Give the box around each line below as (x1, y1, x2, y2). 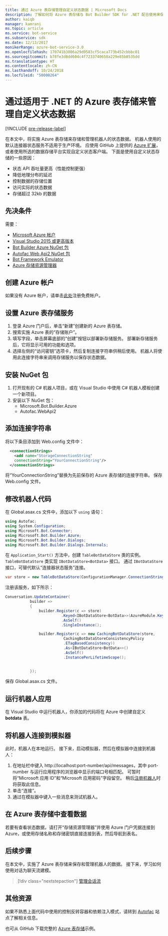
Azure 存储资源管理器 (12, 262, 57, 268)
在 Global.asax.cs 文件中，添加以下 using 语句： (5, 509, 104, 515)
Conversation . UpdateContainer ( (5, 594, 70, 600)
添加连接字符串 (5, 424, 51, 433)
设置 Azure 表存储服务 (5, 309, 74, 317)
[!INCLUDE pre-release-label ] (5, 125, 66, 131)
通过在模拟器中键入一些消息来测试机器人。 (12, 794, 100, 800)
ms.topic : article (5, 26, 43, 31)
